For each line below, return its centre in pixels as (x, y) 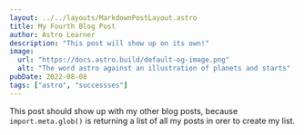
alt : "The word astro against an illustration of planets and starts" (154, 69)
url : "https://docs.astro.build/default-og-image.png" (124, 60)
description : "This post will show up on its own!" (109, 43)
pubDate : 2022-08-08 (49, 77)
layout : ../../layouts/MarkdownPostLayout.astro (103, 18)
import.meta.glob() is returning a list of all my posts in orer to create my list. (152, 121)
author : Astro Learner (52, 34)
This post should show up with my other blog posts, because (124, 111)
